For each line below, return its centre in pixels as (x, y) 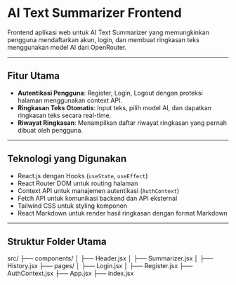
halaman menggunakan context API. (70, 100)
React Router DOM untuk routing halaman (78, 183)
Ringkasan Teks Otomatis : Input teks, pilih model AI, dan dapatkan (114, 107)
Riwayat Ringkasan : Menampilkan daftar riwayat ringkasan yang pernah (122, 122)
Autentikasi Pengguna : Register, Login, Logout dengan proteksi (110, 93)
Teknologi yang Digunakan (67, 159)
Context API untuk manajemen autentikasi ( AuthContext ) (98, 190)
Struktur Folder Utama (57, 241)
